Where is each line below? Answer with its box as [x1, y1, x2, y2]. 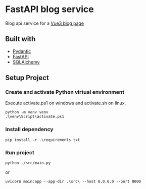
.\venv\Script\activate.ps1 [5, 114, 65, 119]
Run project [5, 149, 34, 156]
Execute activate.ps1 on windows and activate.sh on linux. [5, 100, 126, 106]
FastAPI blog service [5, 4, 94, 15]
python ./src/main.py [5, 160, 51, 166]
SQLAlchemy [12, 59, 40, 65]
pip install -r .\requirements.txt [5, 137, 80, 142]
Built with [5, 35, 36, 43]
